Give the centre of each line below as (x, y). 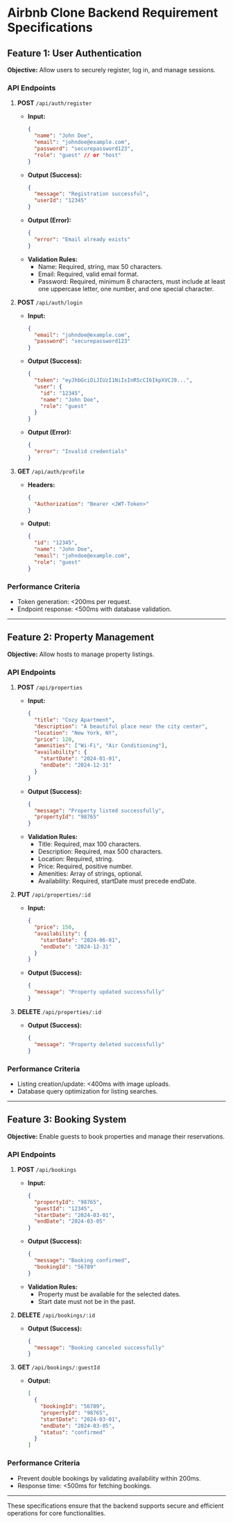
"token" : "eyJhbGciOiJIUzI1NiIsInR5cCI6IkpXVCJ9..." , (113, 380)
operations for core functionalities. (57, 1513)
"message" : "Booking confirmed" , (82, 1261)
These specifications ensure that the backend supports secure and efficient (115, 1506)
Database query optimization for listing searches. (87, 1091)
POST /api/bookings (47, 1169)
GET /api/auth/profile (51, 471)
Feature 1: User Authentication (75, 53)
